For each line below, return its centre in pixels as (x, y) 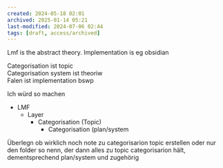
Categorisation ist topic (40, 66)
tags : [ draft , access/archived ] (54, 33)
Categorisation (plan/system (88, 129)
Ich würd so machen (36, 94)
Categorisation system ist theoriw (55, 73)
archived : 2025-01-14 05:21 (48, 20)
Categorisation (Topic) (70, 122)
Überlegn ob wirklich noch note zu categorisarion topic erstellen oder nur (111, 143)
